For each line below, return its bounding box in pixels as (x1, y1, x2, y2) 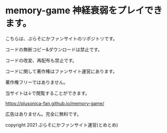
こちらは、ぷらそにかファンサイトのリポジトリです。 (5, 35, 118, 42)
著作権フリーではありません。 (5, 79, 68, 85)
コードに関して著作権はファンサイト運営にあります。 (5, 68, 118, 74)
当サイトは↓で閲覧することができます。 (5, 90, 90, 96)
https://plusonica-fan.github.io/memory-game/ (5, 100, 104, 106)
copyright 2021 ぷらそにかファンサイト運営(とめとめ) (5, 122, 118, 128)
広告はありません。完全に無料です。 (5, 111, 82, 117)
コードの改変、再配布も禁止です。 (5, 57, 77, 63)
